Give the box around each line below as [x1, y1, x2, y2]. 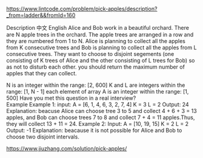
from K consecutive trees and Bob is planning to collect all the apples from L [6, 44, 197, 51]
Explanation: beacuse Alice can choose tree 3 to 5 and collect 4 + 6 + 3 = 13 [6, 108, 197, 114]
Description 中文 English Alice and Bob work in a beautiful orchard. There [6, 24, 190, 31]
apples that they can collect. [6, 70, 77, 77]
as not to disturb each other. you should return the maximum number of [6, 63, 185, 70]
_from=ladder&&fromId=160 [6, 12, 76, 19]
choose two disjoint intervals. [6, 133, 80, 140]
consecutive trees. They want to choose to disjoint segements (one [6, 50, 175, 57]
